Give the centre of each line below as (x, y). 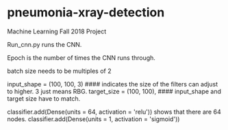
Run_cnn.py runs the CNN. (45, 44)
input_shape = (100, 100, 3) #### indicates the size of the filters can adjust (113, 84)
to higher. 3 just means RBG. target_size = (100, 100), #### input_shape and (114, 91)
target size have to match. (44, 98)
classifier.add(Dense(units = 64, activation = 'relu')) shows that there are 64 (114, 112)
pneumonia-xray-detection (86, 13)
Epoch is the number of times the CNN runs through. (81, 58)
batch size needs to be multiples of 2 (59, 71)
